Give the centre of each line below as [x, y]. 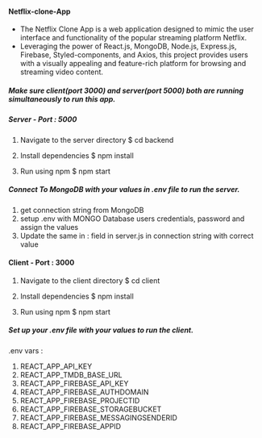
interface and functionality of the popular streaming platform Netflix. [133, 38]
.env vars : [26, 350]
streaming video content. [61, 72]
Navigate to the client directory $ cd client [90, 280]
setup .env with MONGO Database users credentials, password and [132, 219]
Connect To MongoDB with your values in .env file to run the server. [124, 190]
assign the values [49, 227]
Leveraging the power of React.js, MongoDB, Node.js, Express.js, [128, 46]
